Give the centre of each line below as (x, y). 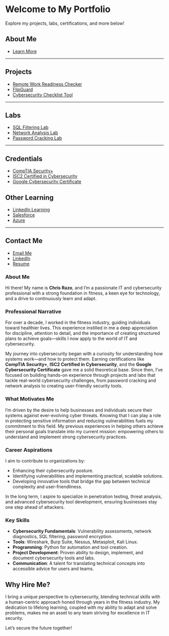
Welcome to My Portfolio (58, 9)
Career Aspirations (29, 450)
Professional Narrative (33, 312)
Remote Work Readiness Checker (47, 84)
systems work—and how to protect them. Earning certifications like (75, 359)
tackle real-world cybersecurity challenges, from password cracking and (81, 381)
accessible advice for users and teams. (53, 569)
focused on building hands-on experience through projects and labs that (80, 375)
